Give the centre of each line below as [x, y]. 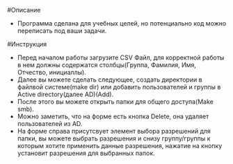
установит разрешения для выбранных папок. [86, 153]
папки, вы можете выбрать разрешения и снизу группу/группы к [114, 138]
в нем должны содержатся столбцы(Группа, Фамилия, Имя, [107, 65]
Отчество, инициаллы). [52, 72]
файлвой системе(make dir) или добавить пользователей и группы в [119, 87]
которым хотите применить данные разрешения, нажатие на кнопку [120, 146]
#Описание [24, 10]
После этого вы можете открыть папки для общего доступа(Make [115, 102]
